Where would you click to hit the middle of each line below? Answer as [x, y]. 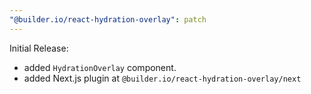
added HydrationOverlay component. [100, 67]
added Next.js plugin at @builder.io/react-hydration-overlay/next [162, 78]
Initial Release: [39, 48]
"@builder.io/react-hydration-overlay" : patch [108, 19]
